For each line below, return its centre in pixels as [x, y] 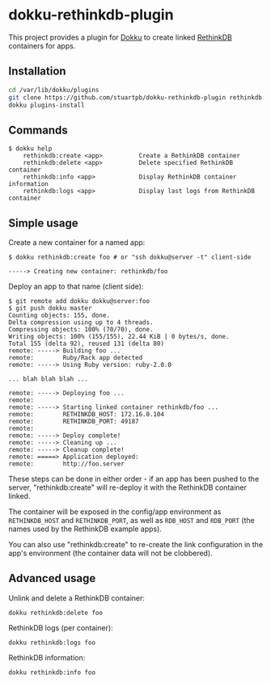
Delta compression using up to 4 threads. [81, 323]
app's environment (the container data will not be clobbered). [110, 553]
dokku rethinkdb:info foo [52, 672]
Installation [37, 72]
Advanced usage [52, 578]
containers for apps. [42, 45]
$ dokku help [30, 149]
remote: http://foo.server [67, 464]
